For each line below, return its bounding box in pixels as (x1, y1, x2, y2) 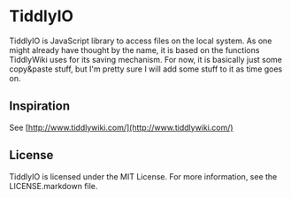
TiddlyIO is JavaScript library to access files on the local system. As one (9, 35, 272, 46)
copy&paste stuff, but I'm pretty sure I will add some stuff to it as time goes (9, 64, 283, 74)
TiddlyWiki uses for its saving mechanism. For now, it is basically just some (9, 54, 283, 65)
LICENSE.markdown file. (9, 180, 98, 191)
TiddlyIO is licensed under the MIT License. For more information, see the (9, 171, 278, 182)
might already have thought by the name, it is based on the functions (9, 44, 260, 55)
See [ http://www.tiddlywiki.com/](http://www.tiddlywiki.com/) (9, 122, 234, 133)
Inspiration (9, 99, 71, 114)
